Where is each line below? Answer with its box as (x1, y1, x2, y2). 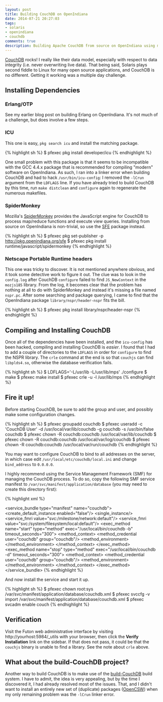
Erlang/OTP (5, 101, 33, 107)
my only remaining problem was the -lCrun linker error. (5, 691, 115, 698)
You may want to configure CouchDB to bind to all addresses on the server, (5, 451, 156, 457)
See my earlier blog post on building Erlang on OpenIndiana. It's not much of (5, 112, 158, 118)
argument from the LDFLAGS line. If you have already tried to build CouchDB (5, 179, 154, 185)
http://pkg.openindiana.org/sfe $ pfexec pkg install (5, 238, 107, 244)
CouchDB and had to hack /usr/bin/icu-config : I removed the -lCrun (5, 175, 144, 180)
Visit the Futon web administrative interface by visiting (5, 628, 114, 634)
